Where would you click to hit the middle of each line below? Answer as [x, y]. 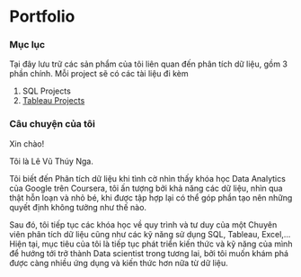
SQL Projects [47, 91]
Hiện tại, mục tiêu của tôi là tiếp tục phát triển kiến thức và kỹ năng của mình [151, 244]
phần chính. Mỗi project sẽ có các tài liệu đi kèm [99, 74]
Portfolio [42, 17]
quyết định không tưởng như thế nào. [78, 207]
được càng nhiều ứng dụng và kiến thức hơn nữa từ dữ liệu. [119, 263]
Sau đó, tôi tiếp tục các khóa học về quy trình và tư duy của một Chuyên [143, 224]
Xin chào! [27, 143]
